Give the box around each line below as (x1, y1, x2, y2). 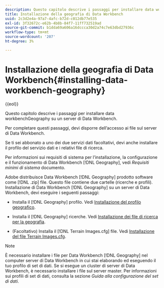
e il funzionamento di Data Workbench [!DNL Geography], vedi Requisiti (5, 159, 149, 165)
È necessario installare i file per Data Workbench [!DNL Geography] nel (5, 252, 148, 258)
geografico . (12, 204, 36, 210)
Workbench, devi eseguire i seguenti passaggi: (5, 190, 100, 195)
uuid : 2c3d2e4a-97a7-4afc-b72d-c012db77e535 (5, 16, 97, 21)
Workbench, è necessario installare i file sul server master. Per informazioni (5, 268, 157, 273)
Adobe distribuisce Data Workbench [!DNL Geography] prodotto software (5, 174, 153, 180)
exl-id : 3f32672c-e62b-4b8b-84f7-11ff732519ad (5, 20, 102, 26)
